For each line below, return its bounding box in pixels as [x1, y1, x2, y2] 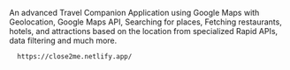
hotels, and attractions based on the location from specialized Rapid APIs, [9, 26, 279, 36]
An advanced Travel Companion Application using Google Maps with [9, 8, 260, 17]
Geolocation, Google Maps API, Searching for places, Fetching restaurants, [9, 17, 283, 27]
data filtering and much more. [9, 35, 118, 45]
